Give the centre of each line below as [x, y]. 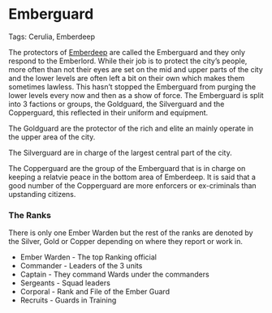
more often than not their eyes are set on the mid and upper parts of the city [136, 69]
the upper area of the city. [52, 137]
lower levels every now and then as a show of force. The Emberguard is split [136, 95]
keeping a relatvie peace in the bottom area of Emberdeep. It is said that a [132, 177]
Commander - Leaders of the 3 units [81, 266]
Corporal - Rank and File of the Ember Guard [95, 292]
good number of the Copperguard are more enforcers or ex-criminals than [133, 185]
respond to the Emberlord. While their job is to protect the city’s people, [128, 61]
